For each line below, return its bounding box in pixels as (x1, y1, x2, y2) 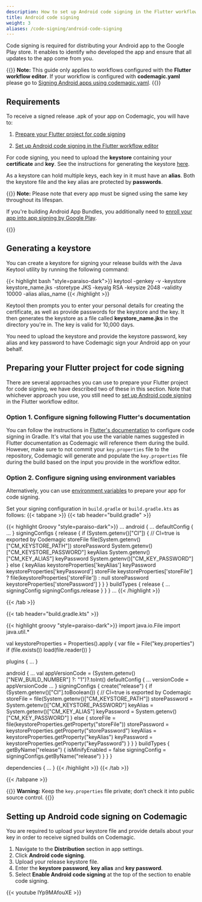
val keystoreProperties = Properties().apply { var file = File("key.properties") (6, 640, 195, 647)
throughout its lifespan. (6, 197, 64, 204)
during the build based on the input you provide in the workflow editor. (6, 458, 181, 466)
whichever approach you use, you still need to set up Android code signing (6, 391, 192, 398)
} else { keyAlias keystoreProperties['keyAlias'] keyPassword (6, 561, 156, 568)
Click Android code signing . (14, 852, 86, 859)
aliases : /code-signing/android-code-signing (6, 25, 122, 32)
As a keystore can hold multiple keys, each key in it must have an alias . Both (6, 172, 195, 179)
